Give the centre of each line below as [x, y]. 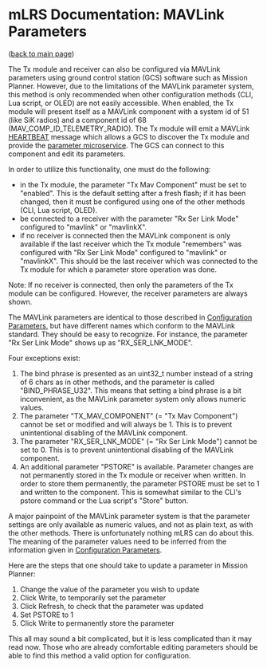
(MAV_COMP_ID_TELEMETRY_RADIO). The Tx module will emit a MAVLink [129, 128]
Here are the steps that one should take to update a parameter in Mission [128, 565]
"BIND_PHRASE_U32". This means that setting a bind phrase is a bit [130, 390]
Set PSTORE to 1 [47, 615]
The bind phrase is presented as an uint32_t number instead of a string [136, 373]
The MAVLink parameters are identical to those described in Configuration [130, 317]
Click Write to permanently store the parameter [97, 623]
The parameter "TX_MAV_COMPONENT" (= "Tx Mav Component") [129, 415]
